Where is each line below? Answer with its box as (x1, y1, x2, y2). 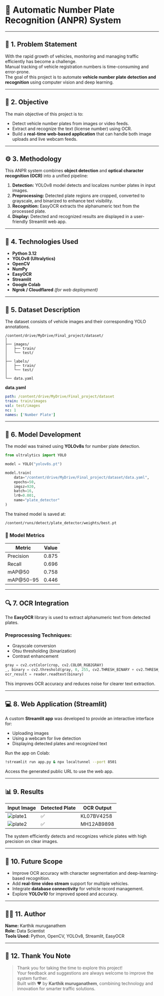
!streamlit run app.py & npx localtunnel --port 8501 (5, 759, 117, 764)
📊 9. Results (5, 788, 44, 796)
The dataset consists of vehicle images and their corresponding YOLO (5, 319, 146, 324)
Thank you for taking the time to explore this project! (17, 965, 123, 971)
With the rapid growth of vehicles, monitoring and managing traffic (5, 53, 139, 59)
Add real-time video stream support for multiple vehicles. (12, 881, 129, 886)
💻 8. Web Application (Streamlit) (5, 700, 107, 708)
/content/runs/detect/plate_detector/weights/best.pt (5, 520, 117, 525)
